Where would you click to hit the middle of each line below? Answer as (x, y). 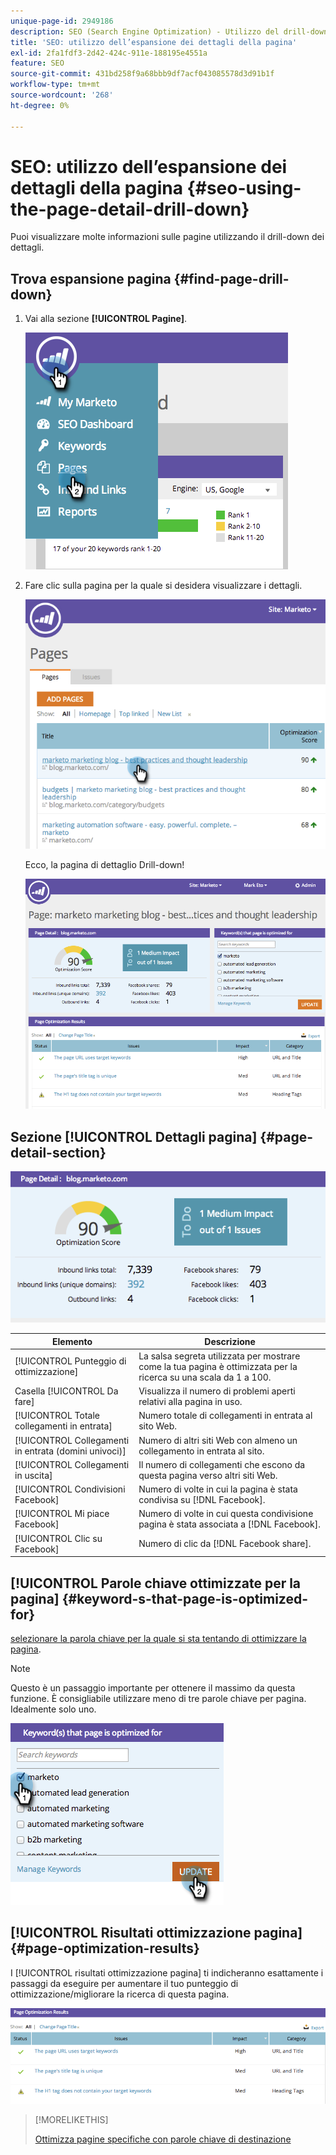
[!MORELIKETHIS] (71, 2120)
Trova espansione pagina (91, 278)
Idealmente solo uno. (53, 1709)
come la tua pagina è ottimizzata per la (218, 1366)
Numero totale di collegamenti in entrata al (225, 1416)
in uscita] (33, 1475)
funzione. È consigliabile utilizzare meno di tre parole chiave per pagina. (158, 1698)
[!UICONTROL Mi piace (62, 1514)
